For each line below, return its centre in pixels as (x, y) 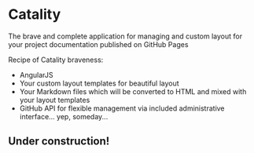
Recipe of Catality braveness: (56, 60)
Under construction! (59, 142)
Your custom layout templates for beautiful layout (99, 83)
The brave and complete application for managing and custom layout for (125, 36)
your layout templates (55, 100)
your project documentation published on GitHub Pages (98, 44)
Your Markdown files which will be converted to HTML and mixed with (133, 91)
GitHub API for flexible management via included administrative (122, 108)
